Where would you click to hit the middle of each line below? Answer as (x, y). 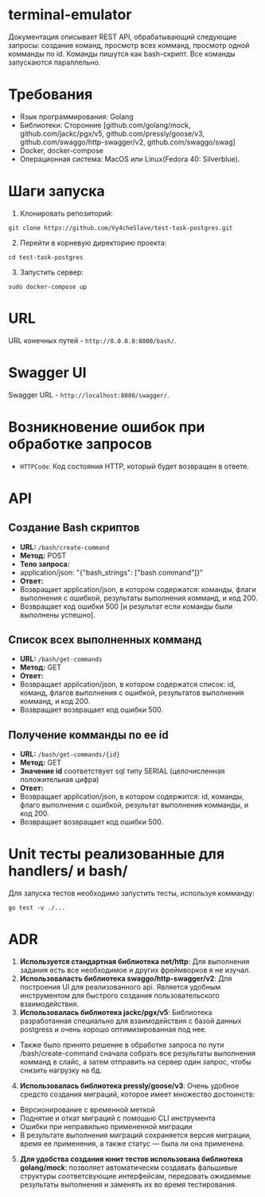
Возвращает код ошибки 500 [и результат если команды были (126, 606)
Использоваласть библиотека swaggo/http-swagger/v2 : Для (126, 978)
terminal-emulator (70, 15)
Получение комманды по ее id (88, 735)
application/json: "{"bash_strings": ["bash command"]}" (111, 572)
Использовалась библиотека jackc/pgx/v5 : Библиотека (116, 1013)
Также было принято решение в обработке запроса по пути (122, 1045)
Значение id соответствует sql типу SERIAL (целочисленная (122, 771)
